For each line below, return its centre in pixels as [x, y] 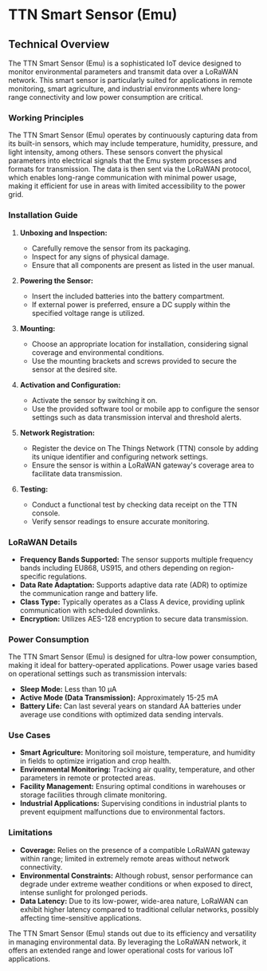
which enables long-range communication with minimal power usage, [122, 178]
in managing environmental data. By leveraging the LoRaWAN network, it [128, 941]
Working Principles [46, 117]
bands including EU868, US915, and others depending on [114, 567]
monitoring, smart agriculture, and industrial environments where [115, 89]
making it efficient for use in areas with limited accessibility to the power [127, 186]
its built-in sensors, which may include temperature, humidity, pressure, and [133, 144]
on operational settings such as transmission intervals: [98, 674]
